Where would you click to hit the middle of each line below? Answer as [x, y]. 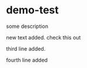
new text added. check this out [43, 37]
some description [27, 26]
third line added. [26, 49]
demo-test [32, 10]
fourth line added [27, 60]
